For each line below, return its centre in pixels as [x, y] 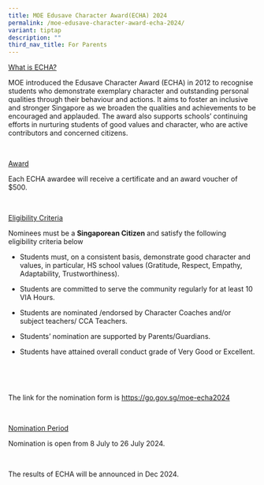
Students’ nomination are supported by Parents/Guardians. [115, 336]
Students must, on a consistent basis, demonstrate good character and [135, 257]
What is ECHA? [33, 67]
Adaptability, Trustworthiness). [69, 274]
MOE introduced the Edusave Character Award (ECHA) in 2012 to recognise [131, 83]
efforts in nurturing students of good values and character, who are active [128, 125]
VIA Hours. [37, 298]
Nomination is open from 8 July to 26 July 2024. [87, 444]
